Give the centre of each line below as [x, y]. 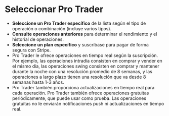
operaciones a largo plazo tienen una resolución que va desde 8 [79, 77]
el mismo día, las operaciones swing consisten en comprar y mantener [86, 66]
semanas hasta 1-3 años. [38, 82]
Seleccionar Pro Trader [54, 9]
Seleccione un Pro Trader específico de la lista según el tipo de [79, 23]
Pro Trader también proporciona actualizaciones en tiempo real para [83, 87]
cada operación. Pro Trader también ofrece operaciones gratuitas [80, 93]
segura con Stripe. [31, 50]
